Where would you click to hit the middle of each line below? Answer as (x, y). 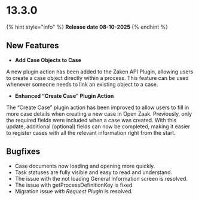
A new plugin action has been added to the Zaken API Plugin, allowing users (100, 72)
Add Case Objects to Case (48, 60)
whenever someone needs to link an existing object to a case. (82, 84)
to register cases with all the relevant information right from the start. (91, 132)
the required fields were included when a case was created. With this (91, 120)
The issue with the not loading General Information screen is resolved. (101, 178)
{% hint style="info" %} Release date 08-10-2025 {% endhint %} (87, 27)
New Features (33, 46)
